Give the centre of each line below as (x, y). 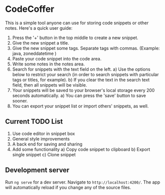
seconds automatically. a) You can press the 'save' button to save (79, 96)
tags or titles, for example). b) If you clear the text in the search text (81, 80)
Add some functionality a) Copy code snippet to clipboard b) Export (81, 149)
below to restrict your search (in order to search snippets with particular (85, 74)
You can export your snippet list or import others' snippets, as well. (81, 106)
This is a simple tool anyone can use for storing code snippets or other (77, 23)
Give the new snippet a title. (41, 43)
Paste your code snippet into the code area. (57, 58)
